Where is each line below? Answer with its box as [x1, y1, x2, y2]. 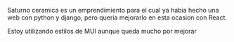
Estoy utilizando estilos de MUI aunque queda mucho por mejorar [7, 27, 197, 35]
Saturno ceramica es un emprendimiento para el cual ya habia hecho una [7, 6, 219, 14]
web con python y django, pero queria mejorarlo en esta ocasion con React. [7, 13, 227, 22]
